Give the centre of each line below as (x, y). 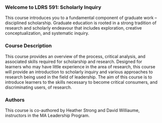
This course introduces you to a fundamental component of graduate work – (81, 18)
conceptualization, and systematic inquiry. (47, 33)
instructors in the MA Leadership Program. (47, 115)
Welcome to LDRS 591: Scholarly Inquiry (53, 7)
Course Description (29, 46)
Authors (15, 100)
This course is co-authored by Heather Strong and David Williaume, (72, 110)
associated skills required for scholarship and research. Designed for (74, 61)
